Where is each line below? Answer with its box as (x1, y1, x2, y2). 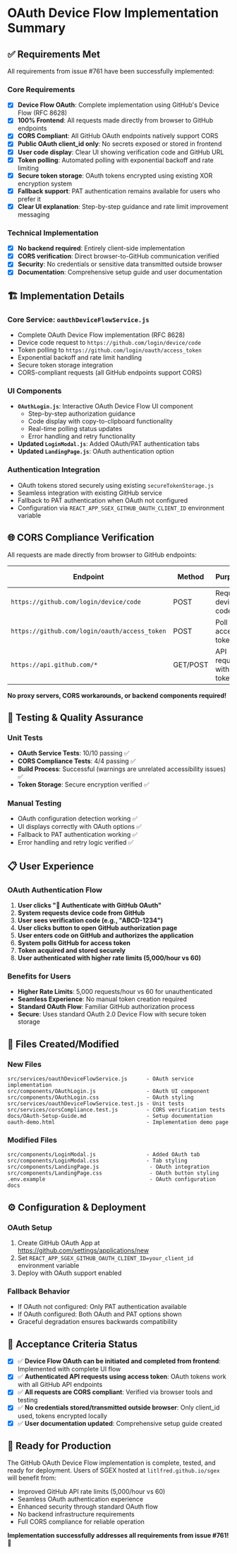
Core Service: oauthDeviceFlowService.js (7, 314, 150, 324)
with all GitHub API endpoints (17, 1381, 103, 1389)
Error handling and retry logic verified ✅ (17, 838, 134, 847)
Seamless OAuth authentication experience (17, 1495, 144, 1504)
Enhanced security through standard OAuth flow (17, 1502, 159, 1511)
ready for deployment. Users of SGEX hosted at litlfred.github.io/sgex (7, 1466, 220, 1475)
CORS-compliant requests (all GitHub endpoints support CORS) (17, 368, 202, 377)
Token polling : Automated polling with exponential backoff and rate (17, 156, 214, 164)
